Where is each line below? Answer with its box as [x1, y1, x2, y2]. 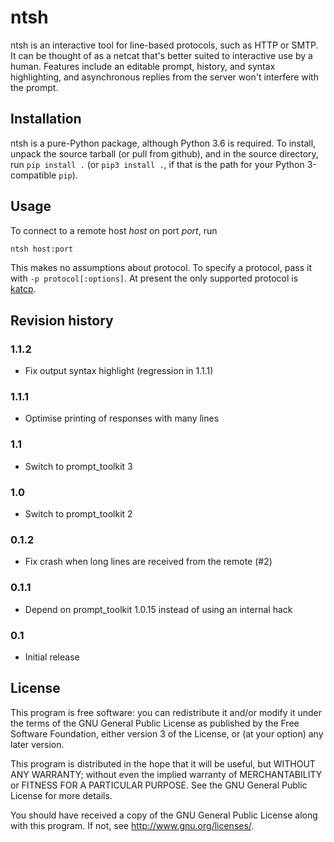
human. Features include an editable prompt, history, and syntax [10, 60, 276, 72]
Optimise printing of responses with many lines [24, 412, 220, 425]
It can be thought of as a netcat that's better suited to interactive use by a [10, 49, 313, 61]
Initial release [24, 651, 80, 663]
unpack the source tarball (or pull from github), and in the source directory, [10, 147, 319, 160]
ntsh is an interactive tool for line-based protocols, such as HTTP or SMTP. [10, 39, 319, 51]
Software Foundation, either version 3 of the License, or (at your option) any [10, 727, 324, 740]
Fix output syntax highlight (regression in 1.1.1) [24, 365, 214, 377]
